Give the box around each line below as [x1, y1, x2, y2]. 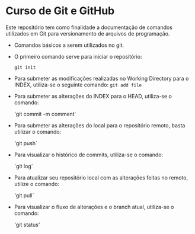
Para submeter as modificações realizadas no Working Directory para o [14, 75, 189, 82]
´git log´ [14, 162, 33, 169]
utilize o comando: [14, 180, 60, 187]
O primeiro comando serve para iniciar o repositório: [14, 53, 142, 60]
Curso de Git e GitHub [5, 4, 115, 18]
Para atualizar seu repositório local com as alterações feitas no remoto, [14, 174, 188, 181]
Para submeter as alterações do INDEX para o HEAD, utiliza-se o [14, 92, 172, 100]
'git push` [14, 139, 38, 146]
